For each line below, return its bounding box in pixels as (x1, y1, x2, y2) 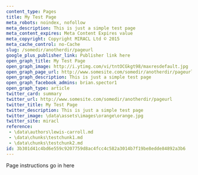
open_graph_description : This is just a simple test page (6, 74, 151, 80)
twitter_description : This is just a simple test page (6, 107, 144, 113)
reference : (6, 124, 33, 130)
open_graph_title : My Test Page (6, 58, 85, 64)
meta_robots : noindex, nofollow (6, 19, 85, 25)
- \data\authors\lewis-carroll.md (8, 129, 94, 136)
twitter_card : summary (6, 91, 62, 97)
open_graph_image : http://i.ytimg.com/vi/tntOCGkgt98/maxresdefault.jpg (6, 63, 189, 70)
